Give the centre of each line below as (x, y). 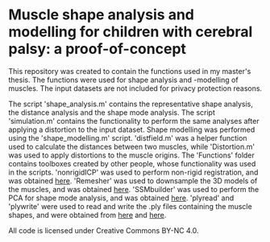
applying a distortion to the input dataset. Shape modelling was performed (132, 129)
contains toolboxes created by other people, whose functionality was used (132, 163)
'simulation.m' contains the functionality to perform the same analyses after (134, 121)
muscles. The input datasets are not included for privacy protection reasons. (135, 88)
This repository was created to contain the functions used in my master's (130, 71)
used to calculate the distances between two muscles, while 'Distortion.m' (132, 146)
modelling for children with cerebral (131, 32)
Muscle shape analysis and (102, 15)
